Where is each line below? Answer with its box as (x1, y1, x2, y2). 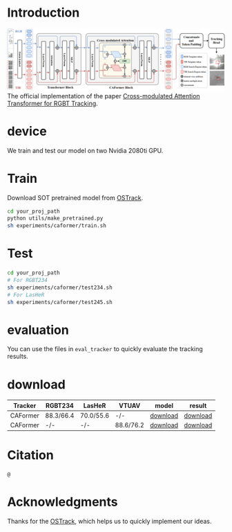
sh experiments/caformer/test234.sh (7, 284, 113, 291)
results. (7, 352, 29, 361)
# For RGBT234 (7, 276, 48, 283)
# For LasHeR (7, 291, 45, 299)
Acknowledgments (7, 494, 119, 510)
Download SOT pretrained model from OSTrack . (7, 193, 144, 202)
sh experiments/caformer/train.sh (7, 222, 107, 229)
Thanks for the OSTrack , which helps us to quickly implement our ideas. (7, 517, 212, 525)
